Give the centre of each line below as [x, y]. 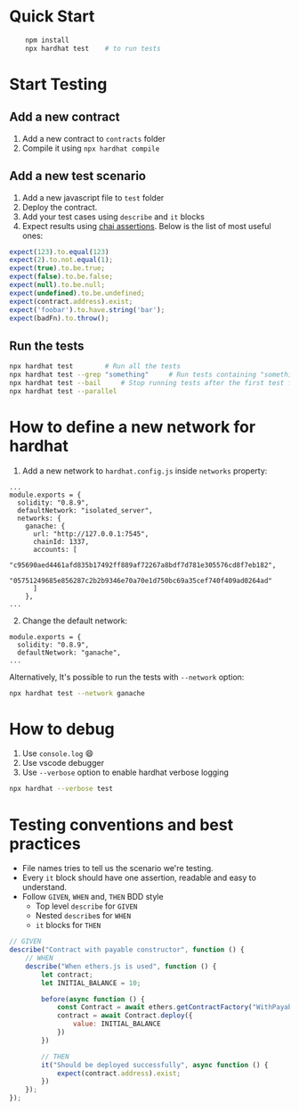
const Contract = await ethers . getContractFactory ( [154, 1008]
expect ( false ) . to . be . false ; [61, 277]
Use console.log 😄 [58, 753]
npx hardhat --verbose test [61, 789]
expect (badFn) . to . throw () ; [59, 318]
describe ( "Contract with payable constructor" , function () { [127, 950]
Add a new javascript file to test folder [93, 197]
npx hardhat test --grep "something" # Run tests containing [133, 375]
